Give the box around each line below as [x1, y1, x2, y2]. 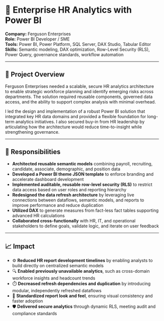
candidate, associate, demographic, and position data [12, 166, 121, 172]
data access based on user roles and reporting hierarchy [12, 186, 127, 192]
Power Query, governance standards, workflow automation [5, 51, 124, 58]
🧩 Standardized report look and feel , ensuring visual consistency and [12, 293, 153, 299]
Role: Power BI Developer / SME [5, 36, 70, 42]
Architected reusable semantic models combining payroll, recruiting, [12, 160, 153, 166]
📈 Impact [5, 242, 35, 250]
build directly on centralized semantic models [12, 263, 104, 269]
